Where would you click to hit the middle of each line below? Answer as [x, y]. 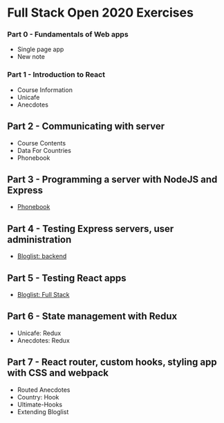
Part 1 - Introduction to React [56, 75]
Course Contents [41, 143]
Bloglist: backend [42, 256]
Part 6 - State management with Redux [92, 316]
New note [31, 57]
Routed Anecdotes [44, 390]
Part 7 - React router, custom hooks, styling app [112, 362]
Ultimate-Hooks [40, 404]
